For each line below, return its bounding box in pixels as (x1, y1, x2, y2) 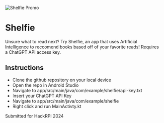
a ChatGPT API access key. (5, 49, 61, 55)
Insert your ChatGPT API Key (12, 93, 72, 99)
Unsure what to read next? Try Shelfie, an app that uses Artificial (5, 38, 138, 44)
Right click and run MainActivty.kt (12, 103, 82, 109)
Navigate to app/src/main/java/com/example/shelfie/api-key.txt (12, 87, 143, 93)
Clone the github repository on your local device (12, 77, 111, 83)
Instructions (5, 64, 44, 72)
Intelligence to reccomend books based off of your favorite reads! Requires (5, 44, 159, 50)
